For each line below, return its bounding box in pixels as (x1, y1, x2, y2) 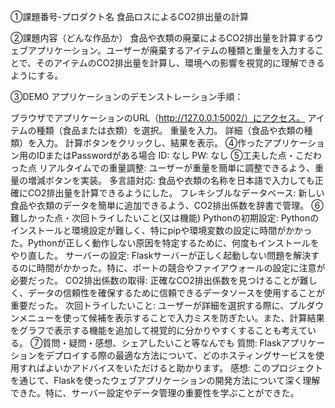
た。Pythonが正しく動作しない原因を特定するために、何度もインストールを (10, 237, 320, 249)
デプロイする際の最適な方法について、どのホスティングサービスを (44, 350, 317, 361)
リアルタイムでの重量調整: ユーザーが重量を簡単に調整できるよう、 (38, 162, 315, 174)
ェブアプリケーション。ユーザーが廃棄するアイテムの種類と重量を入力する (10, 45, 316, 56)
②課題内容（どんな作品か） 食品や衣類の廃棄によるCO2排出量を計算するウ (10, 32, 324, 44)
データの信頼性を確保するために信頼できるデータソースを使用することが (27, 287, 326, 299)
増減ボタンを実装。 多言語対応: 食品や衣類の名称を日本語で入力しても (27, 175, 315, 186)
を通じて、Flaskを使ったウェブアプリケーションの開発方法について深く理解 (10, 375, 321, 386)
